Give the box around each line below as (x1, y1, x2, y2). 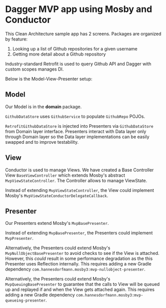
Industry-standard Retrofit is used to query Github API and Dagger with (5, 61, 151, 67)
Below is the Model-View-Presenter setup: (5, 76, 92, 82)
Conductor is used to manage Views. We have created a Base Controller (5, 167, 154, 173)
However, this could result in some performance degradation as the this (5, 255, 153, 261)
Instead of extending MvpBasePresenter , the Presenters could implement (5, 230, 153, 236)
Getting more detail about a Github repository (12, 51, 106, 57)
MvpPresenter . (5, 235, 33, 241)
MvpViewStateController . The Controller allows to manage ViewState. (5, 177, 147, 183)
